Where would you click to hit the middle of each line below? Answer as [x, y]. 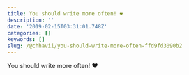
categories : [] [29, 33]
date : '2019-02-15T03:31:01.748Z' [58, 26]
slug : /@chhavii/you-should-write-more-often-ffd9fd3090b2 [95, 46]
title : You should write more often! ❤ [65, 14]
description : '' [31, 20]
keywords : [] [26, 40]
